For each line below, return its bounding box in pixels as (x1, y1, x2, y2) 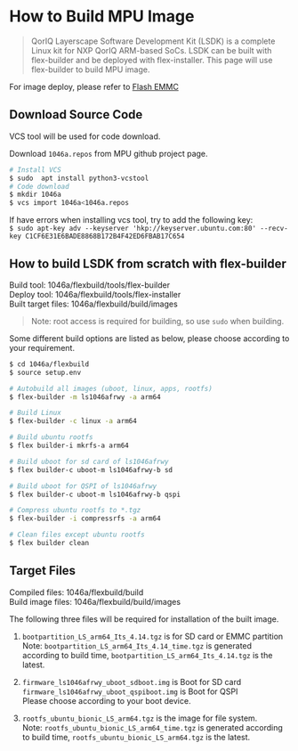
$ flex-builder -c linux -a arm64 (9, 417, 138, 426)
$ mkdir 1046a (9, 190, 62, 200)
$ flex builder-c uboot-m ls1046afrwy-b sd (9, 465, 173, 474)
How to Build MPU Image (9, 6, 195, 27)
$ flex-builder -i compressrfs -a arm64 (9, 514, 162, 523)
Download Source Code (9, 107, 143, 122)
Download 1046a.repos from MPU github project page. (9, 148, 208, 159)
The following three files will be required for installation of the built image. (9, 613, 279, 624)
